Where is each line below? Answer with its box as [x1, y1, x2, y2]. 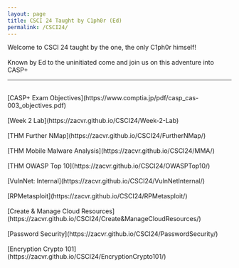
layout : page [7, 10, 46, 18]
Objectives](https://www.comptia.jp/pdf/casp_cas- [49, 94, 199, 102]
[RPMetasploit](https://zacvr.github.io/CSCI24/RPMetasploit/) [7, 192, 188, 200]
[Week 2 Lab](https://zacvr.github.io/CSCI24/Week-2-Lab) [7, 117, 179, 125]
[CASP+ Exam [7, 94, 48, 102]
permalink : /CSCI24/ [7, 23, 69, 31]
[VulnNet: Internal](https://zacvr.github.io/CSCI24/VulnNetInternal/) [7, 177, 205, 186]
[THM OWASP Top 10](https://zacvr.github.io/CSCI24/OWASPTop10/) [7, 161, 211, 171]
